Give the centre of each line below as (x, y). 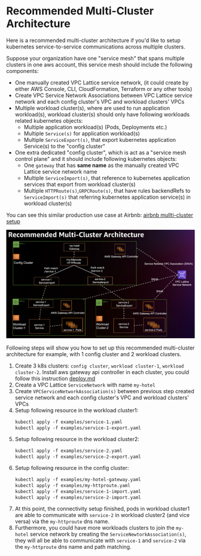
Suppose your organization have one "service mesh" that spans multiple (95, 58)
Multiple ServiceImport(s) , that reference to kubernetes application (107, 178)
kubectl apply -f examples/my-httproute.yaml (72, 485)
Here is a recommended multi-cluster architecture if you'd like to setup (93, 40)
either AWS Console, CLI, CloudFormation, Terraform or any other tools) (103, 89)
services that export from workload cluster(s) (80, 184)
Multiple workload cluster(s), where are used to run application (92, 108)
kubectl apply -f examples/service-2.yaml (68, 451)
